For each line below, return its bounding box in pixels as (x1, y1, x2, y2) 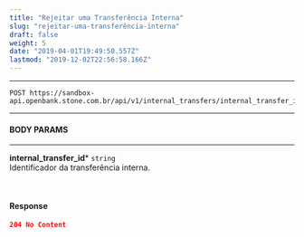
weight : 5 (9, 38, 47, 48)
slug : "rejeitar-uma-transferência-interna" (9, 22, 180, 31)
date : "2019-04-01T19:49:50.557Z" (9, 47, 140, 56)
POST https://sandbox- (9, 89, 95, 98)
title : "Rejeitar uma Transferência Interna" (9, 13, 184, 23)
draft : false (9, 30, 59, 39)
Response (9, 200, 48, 211)
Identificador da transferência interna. (9, 162, 151, 173)
